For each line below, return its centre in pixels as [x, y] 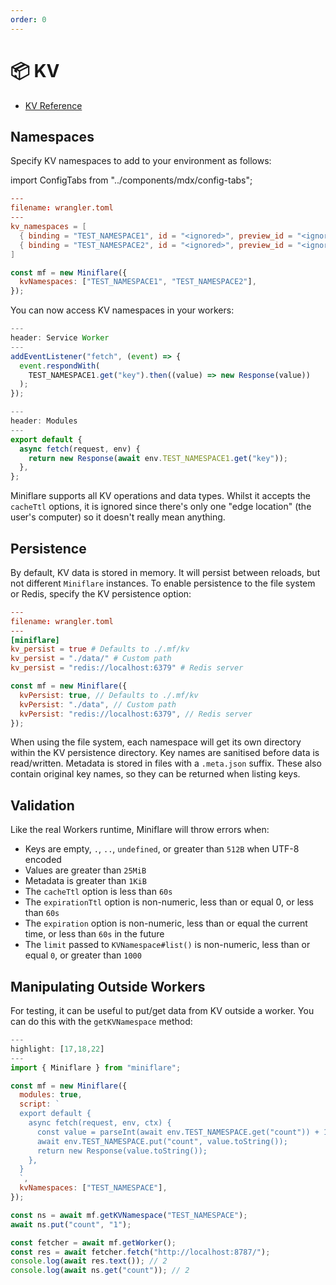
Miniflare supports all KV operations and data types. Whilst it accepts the [160, 496]
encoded [43, 860]
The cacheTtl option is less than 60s [98, 892]
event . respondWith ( [60, 366]
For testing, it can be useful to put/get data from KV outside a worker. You [162, 1011]
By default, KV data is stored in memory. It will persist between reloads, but [165, 572]
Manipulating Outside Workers [108, 986]
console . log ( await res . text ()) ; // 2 [89, 1261]
